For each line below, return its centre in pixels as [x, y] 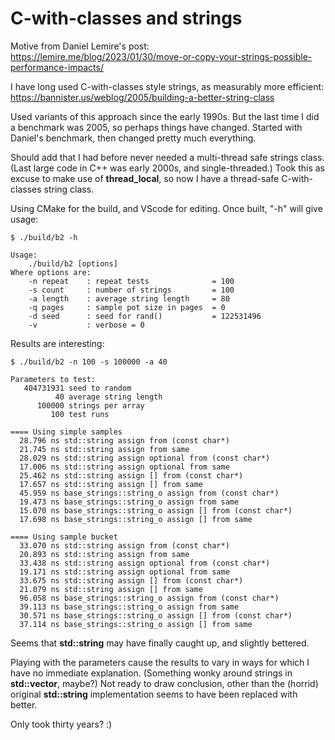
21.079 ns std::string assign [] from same [111, 589]
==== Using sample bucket [64, 537]
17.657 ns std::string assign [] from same [111, 484]
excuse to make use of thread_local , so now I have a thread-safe [145, 178]
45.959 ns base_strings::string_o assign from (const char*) [149, 493]
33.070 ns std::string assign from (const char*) [124, 545]
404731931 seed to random [77, 388]
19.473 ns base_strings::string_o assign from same [129, 502]
